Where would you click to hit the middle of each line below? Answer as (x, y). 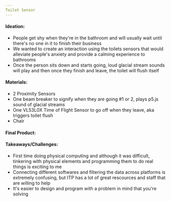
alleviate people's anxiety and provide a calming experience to (79, 54)
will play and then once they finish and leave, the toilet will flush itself (86, 70)
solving (21, 194)
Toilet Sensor (21, 10)
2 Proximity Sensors (34, 94)
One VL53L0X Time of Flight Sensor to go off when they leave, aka (83, 110)
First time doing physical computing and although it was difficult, (81, 156)
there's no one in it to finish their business (57, 43)
